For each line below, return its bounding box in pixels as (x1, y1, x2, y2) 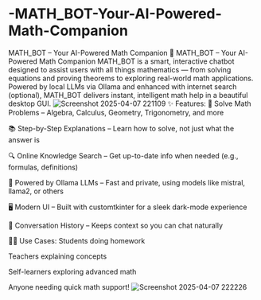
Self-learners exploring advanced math (8, 267, 137, 276)
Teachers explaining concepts (8, 251, 107, 261)
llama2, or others (8, 186, 64, 196)
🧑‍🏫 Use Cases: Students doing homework (8, 236, 146, 245)
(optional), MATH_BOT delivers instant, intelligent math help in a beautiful (8, 90, 248, 99)
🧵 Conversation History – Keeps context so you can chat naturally (8, 220, 224, 230)
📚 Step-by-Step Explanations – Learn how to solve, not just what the (8, 123, 235, 133)
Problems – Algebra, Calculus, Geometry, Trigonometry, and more (8, 107, 224, 117)
